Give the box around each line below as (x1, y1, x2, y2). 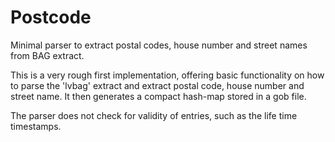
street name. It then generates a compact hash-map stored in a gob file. (10, 90, 307, 102)
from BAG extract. (10, 49, 85, 61)
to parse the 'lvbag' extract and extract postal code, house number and (10, 79, 305, 91)
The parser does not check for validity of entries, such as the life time (10, 109, 298, 121)
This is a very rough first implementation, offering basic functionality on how (10, 69, 325, 81)
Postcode (10, 6, 92, 29)
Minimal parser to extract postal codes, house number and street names (10, 39, 308, 51)
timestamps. (10, 120, 62, 132)
